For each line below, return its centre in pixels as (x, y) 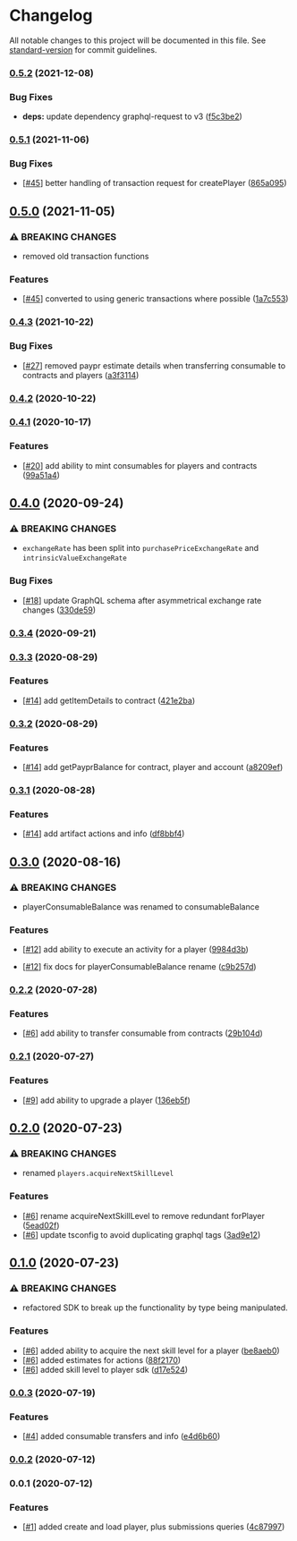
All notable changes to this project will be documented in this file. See (138, 40)
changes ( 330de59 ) (59, 610)
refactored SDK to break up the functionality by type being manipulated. (155, 1308)
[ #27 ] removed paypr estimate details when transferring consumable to (154, 365)
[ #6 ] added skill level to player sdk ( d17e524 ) (105, 1369)
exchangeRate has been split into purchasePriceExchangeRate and (140, 548)
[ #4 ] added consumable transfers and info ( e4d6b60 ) (121, 1435)
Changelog (51, 16)
